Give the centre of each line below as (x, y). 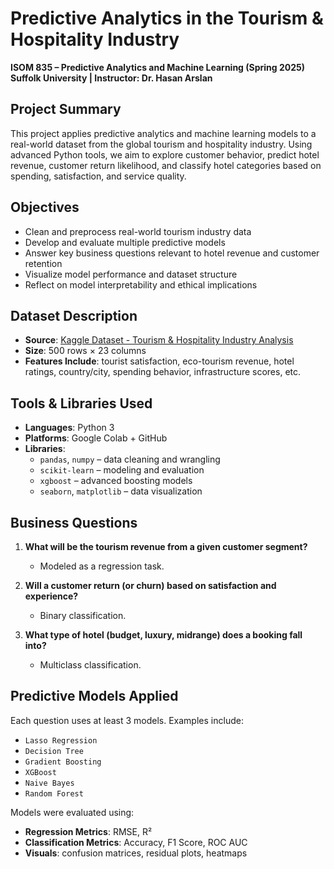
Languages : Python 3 (69, 428)
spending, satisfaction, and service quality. (98, 176)
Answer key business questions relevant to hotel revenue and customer (172, 253)
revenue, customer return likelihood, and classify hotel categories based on (166, 165)
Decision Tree (54, 751)
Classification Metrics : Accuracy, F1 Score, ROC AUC (136, 842)
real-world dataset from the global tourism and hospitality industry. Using (161, 144)
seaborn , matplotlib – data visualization (121, 491)
